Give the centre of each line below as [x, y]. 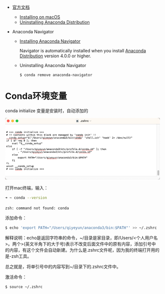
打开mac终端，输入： [27, 188]
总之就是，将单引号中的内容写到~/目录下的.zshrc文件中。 [63, 267]
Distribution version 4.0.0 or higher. [55, 56]
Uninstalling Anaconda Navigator [53, 65]
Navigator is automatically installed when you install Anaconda [83, 51]
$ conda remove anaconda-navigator [56, 75]
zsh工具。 [22, 256]
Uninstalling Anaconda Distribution [55, 22]
